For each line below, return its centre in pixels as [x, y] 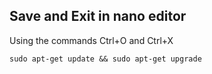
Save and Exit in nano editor [98, 16]
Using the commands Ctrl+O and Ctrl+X [91, 40]
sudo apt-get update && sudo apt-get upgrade [105, 59]
